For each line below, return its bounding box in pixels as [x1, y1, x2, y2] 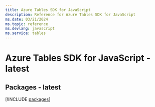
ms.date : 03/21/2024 [5, 17, 49, 22]
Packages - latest [5, 83, 61, 91]
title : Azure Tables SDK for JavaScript [5, 7, 91, 13]
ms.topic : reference [5, 21, 49, 27]
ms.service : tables [5, 31, 46, 36]
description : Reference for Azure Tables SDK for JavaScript [5, 12, 136, 17]
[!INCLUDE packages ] [5, 96, 51, 102]
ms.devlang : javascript [5, 26, 55, 31]
